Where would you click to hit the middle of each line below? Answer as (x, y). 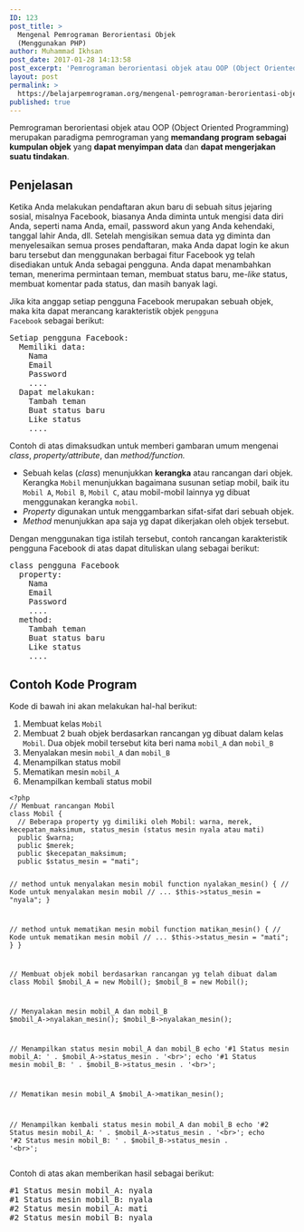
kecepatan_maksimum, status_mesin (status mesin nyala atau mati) (137, 830)
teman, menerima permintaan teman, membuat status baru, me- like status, (148, 274)
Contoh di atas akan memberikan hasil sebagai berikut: (112, 1173)
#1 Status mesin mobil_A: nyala (81, 1190)
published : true (40, 102)
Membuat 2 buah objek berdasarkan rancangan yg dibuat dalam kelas (153, 733)
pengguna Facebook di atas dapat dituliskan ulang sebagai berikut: (134, 548)
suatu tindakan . (39, 157)
